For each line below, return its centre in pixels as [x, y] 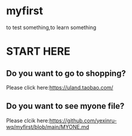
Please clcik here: [28, 121]
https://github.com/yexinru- [83, 121]
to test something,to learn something [51, 27]
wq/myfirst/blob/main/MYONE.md [48, 126]
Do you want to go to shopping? [66, 73]
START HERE [38, 51]
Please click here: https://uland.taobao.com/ [60, 87]
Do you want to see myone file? [65, 106]
